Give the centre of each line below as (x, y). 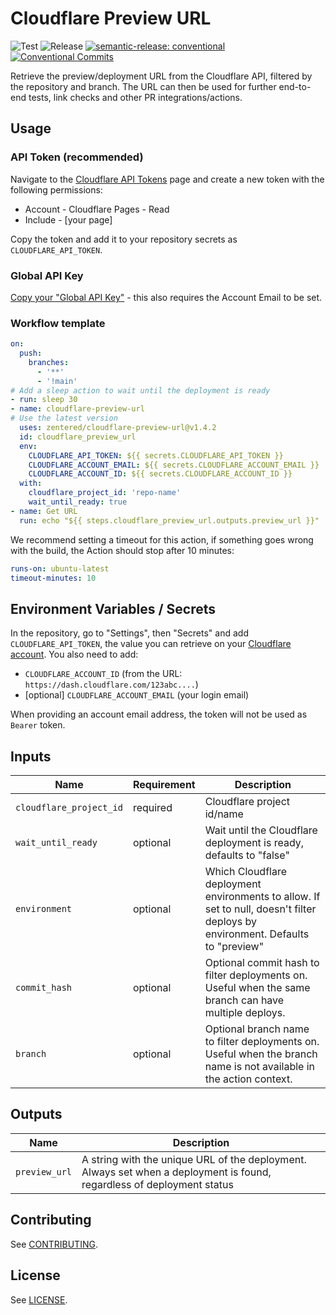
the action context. (248, 1079)
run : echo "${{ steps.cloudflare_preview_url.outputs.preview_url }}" (169, 520)
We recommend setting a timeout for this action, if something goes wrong (162, 539)
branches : (49, 362)
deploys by (231, 922)
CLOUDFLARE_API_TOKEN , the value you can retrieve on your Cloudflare (151, 644)
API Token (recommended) (77, 157)
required (152, 808)
